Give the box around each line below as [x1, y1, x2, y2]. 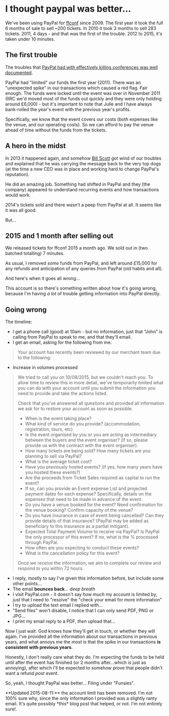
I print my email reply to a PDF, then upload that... [12, 618, 116, 624]
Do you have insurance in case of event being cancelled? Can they [25, 513, 164, 519]
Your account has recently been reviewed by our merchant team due [17, 349, 160, 355]
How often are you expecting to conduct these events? [25, 545, 139, 551]
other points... [12, 581, 42, 587]
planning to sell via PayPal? [25, 453, 82, 459]
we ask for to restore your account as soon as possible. [17, 406, 133, 412]
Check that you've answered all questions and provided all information [17, 400, 164, 406]
